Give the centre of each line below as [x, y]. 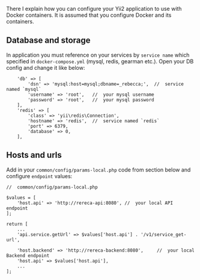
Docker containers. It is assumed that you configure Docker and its [89, 15]
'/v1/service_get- [163, 234]
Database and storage [49, 41]
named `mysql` [24, 89]
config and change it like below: [46, 67]
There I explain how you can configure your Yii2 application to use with [94, 9]
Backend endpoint [28, 255]
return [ [17, 224]
